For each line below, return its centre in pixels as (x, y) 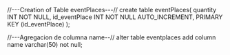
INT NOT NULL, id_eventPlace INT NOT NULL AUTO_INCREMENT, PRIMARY (115, 17)
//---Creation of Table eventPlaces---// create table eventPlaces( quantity (112, 10)
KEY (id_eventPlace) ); (39, 24)
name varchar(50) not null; (45, 44)
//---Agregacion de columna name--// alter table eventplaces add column (112, 37)
